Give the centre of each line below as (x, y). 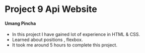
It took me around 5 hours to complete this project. (65, 45)
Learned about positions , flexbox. (48, 40)
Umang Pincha (20, 23)
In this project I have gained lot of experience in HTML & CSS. (76, 34)
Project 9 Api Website (51, 9)
